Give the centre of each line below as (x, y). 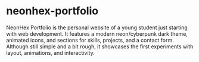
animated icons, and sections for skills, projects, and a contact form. (90, 40)
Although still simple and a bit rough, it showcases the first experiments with (100, 46)
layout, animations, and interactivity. (50, 52)
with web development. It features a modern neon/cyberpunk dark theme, (97, 33)
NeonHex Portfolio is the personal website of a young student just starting (97, 27)
